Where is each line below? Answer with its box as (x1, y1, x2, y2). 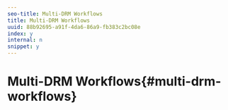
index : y (7, 30, 33, 37)
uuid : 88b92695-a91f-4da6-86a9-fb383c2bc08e (7, 23, 141, 30)
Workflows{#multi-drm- (75, 73, 222, 90)
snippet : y (7, 43, 40, 50)
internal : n (7, 37, 42, 44)
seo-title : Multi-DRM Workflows (7, 10, 103, 18)
